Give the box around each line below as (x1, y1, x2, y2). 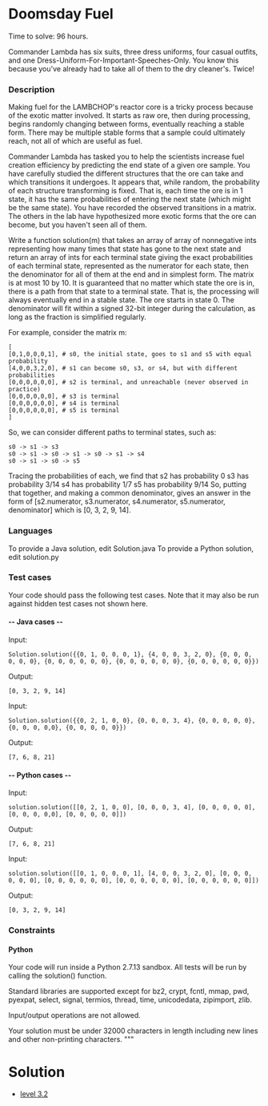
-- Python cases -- (8, 770, 72, 780)
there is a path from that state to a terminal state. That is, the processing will (8, 286, 259, 297)
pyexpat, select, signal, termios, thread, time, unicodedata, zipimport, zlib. (8, 995, 252, 1005)
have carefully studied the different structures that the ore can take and (8, 169, 244, 179)
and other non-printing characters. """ (8, 1035, 134, 1044)
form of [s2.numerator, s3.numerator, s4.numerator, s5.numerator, (8, 496, 226, 506)
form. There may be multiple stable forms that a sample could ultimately (8, 128, 246, 137)
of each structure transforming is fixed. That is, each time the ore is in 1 (8, 186, 243, 196)
